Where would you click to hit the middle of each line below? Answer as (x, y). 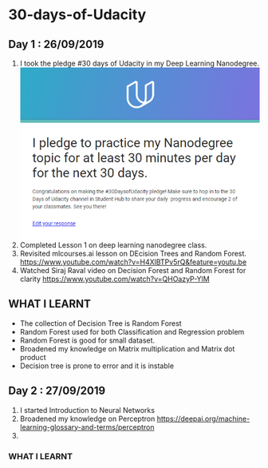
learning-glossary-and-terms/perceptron (87, 427)
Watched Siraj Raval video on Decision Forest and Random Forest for (133, 270)
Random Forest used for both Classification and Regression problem (132, 331)
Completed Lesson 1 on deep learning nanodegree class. (113, 244)
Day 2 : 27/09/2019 (57, 391)
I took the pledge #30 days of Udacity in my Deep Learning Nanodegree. (140, 63)
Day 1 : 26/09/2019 (56, 44)
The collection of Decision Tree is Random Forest (100, 323)
